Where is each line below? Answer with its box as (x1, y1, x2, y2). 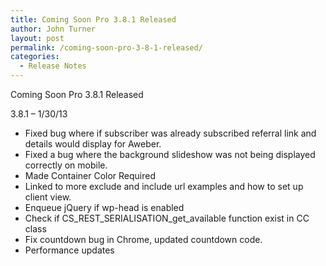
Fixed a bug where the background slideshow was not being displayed (24, 149, 316, 160)
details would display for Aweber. (24, 138, 162, 150)
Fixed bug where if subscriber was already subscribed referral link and (24, 127, 317, 139)
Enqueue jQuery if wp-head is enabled (24, 202, 185, 213)
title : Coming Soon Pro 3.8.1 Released (10, 14, 177, 25)
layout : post (10, 33, 65, 43)
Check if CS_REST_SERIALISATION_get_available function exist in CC (24, 212, 310, 224)
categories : (10, 52, 60, 62)
